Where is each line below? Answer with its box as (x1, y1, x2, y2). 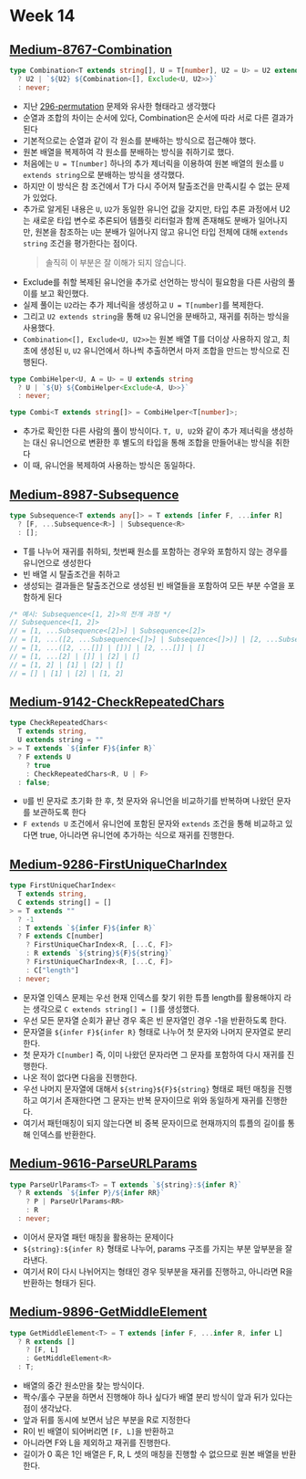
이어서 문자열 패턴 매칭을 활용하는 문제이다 (22, 1232, 175, 1243)
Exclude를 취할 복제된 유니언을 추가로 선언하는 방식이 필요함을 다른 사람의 (22, 276, 286, 288)
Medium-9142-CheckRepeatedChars (9, 694, 225, 709)
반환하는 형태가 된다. (22, 1277, 97, 1288)
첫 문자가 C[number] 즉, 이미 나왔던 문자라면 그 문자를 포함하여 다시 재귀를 (22, 1049, 285, 1060)
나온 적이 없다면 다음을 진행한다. (22, 1072, 138, 1083)
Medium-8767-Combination (9, 42, 173, 58)
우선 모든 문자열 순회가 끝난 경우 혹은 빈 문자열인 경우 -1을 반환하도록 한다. (22, 1014, 287, 1025)
